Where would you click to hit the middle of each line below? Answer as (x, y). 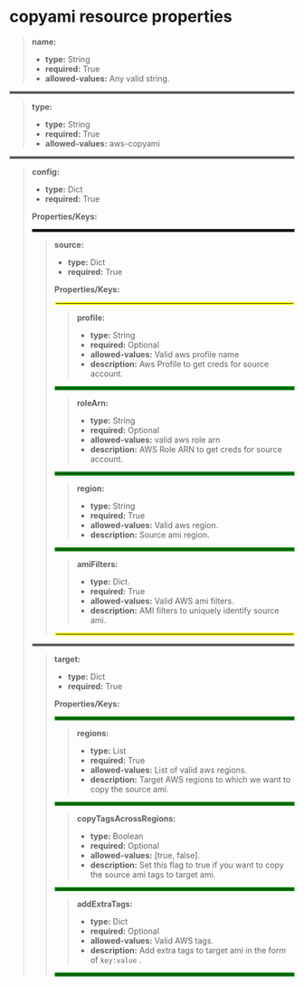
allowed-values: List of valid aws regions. (169, 770)
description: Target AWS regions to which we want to (190, 779)
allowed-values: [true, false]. (145, 855)
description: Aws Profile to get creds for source (180, 364)
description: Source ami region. (150, 535)
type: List (108, 750)
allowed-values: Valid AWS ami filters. (162, 601)
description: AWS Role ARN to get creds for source (186, 449)
